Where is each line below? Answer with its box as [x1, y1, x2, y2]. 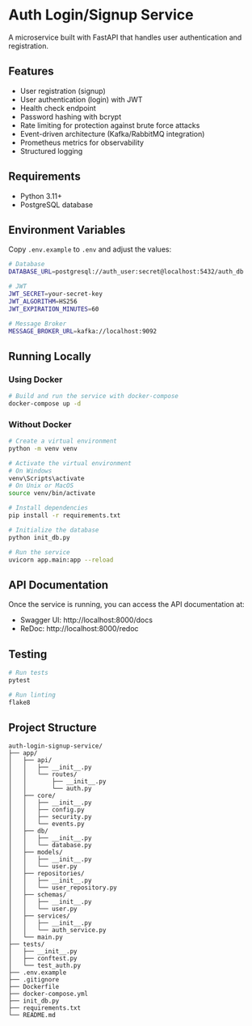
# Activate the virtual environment [8, 459, 132, 467]
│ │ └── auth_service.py [8, 926, 107, 935]
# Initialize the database [8, 526, 99, 534]
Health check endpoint [19, 103, 97, 112]
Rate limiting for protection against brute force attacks [19, 120, 200, 130]
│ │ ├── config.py [8, 806, 85, 814]
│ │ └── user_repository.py [8, 884, 117, 892]
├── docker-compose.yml [8, 990, 89, 998]
